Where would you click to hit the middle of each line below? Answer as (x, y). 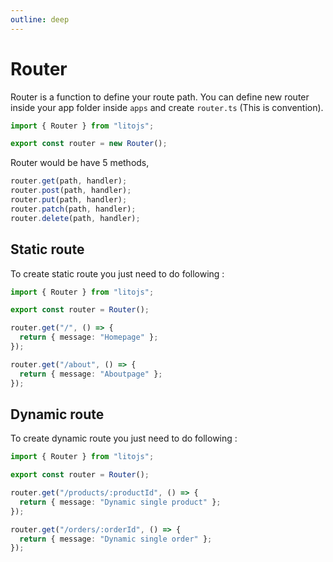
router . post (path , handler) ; (71, 191)
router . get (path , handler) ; (69, 181)
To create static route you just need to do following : (117, 273)
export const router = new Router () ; (89, 144)
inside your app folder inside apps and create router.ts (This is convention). (167, 107)
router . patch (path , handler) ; (73, 209)
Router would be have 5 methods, (80, 163)
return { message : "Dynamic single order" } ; (116, 539)
